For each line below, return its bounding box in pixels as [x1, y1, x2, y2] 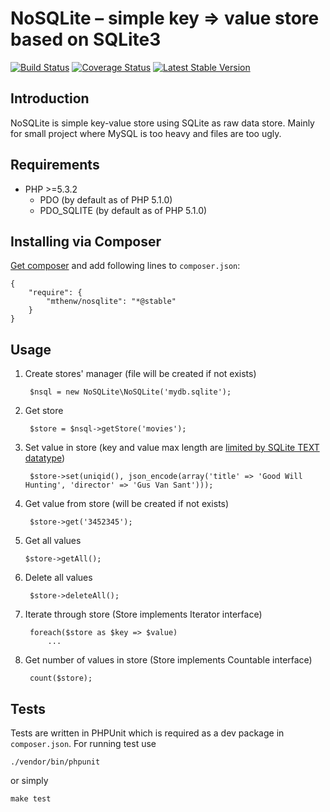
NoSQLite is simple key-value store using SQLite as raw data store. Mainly [10, 117, 315, 129]
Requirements [10, 157, 100, 174]
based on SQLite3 [10, 28, 162, 51]
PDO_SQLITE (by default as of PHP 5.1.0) [39, 204, 208, 216]
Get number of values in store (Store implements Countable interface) [24, 654, 313, 666]
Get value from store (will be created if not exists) [24, 498, 230, 510]
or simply [10, 775, 49, 786]
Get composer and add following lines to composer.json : [10, 260, 241, 272]
